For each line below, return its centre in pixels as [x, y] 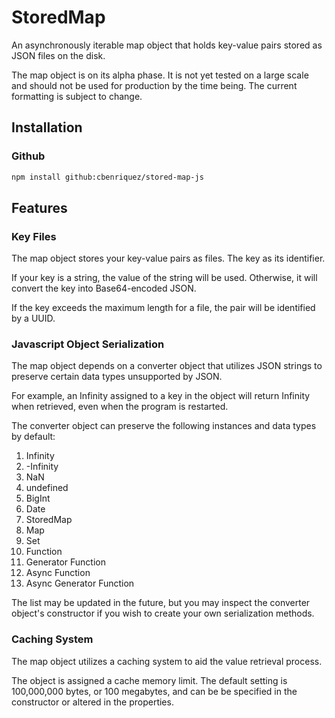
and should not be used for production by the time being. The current [154, 85]
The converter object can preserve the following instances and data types [164, 426]
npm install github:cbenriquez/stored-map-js [107, 177]
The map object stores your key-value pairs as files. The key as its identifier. [168, 258]
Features [39, 207]
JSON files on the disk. [58, 55]
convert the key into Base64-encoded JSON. [104, 288]
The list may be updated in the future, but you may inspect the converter [161, 603]
